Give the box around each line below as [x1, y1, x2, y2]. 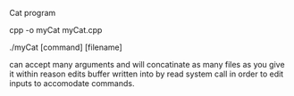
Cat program [9, 8, 56, 18]
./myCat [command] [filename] [9, 42, 122, 52]
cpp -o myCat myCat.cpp [9, 25, 103, 35]
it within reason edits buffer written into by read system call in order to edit [9, 68, 284, 79]
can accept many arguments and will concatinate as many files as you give [9, 60, 285, 69]
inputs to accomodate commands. [9, 78, 135, 88]
